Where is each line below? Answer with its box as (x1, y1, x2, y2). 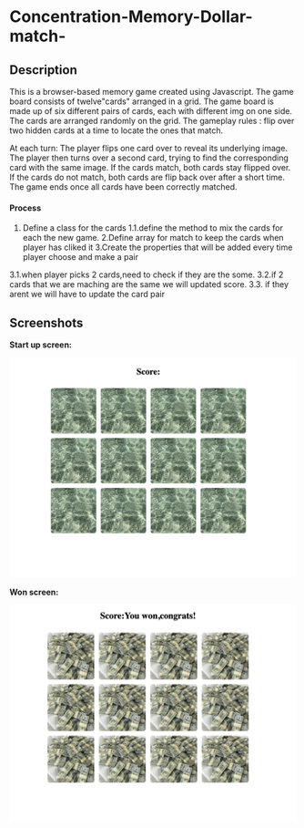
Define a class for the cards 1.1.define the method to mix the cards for (22, 223, 284, 233)
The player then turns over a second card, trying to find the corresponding (9, 152, 289, 163)
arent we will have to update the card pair (9, 289, 166, 300)
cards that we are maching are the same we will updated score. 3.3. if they (9, 279, 289, 290)
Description (9, 62, 77, 78)
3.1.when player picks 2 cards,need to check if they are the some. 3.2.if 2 (9, 269, 284, 280)
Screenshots (9, 315, 84, 330)
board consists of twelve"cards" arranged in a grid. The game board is (9, 96, 275, 107)
